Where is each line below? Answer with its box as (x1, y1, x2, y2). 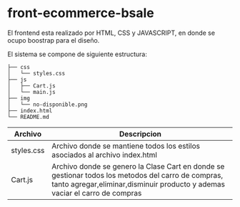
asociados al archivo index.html (51, 149, 157, 159)
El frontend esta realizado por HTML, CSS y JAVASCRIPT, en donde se (7, 28, 216, 37)
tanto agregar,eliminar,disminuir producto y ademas (51, 179, 225, 189)
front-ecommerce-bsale (7, 5, 155, 21)
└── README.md (7, 113, 50, 120)
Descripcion (119, 129, 162, 139)
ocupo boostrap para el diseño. (7, 36, 100, 44)
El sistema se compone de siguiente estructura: (7, 50, 148, 58)
